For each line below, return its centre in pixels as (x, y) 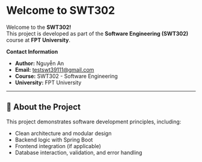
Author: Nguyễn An (39, 63)
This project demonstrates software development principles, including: (94, 122)
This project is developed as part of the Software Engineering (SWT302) (97, 33)
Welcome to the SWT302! (39, 27)
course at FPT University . (38, 40)
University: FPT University (48, 83)
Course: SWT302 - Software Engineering (66, 76)
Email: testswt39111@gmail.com (54, 69)
